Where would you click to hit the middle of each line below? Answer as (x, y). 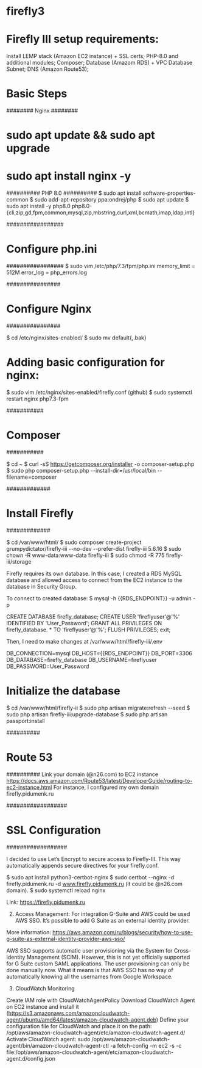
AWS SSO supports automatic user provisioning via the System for (89, 950)
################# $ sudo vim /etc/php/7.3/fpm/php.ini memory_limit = (101, 266)
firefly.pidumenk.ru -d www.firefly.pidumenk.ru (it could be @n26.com (94, 884)
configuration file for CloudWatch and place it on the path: (79, 1026)
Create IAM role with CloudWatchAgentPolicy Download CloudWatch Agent (101, 1000)
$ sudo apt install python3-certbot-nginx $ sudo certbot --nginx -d (90, 877)
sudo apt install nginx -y (69, 176)
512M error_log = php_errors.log (47, 272)
